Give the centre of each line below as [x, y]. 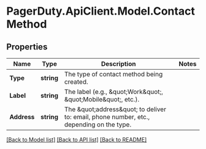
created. [76, 82]
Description [118, 64]
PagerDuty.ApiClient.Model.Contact [101, 11]
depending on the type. [98, 125]
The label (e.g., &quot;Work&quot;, [114, 92]
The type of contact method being [113, 74]
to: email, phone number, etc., [107, 117]
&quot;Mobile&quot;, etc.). [102, 99]
